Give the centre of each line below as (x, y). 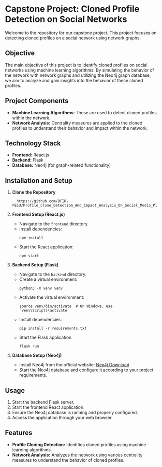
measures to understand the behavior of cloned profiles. (68, 460)
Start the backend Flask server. (43, 402)
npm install (31, 238)
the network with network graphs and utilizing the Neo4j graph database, (78, 75)
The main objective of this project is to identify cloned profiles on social (76, 65)
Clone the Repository (34, 192)
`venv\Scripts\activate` (44, 311)
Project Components (37, 101)
